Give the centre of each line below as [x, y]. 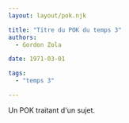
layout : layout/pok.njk [47, 15]
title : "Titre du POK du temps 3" [65, 30]
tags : [17, 73]
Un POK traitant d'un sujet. [52, 110]
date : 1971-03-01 [37, 59]
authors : [23, 37]
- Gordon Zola [38, 44]
